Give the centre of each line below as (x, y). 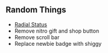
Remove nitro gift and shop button (57, 31)
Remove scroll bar (37, 37)
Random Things (36, 10)
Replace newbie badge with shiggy (58, 43)
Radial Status (31, 24)
